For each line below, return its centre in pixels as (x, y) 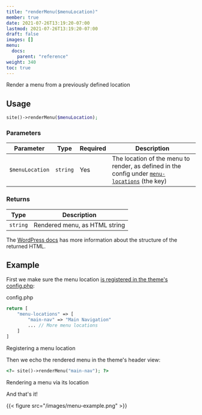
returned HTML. (26, 246)
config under (130, 174)
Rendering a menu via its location (47, 382)
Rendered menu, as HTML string (79, 225)
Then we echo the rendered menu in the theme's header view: (83, 360)
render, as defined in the (147, 166)
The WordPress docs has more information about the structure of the (92, 240)
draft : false (23, 34)
